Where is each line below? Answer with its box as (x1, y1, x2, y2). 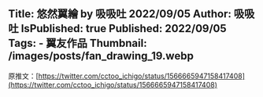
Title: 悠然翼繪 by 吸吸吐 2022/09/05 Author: (8, 7, 232, 21)
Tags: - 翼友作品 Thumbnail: (8, 37, 147, 50)
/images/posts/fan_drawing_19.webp (8, 49, 194, 63)
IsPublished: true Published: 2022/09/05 (20, 22, 227, 35)
